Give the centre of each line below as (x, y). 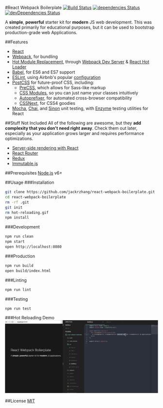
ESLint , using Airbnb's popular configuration (56, 77)
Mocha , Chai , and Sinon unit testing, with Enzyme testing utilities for (80, 108)
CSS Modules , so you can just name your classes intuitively (79, 93)
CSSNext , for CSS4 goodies (47, 103)
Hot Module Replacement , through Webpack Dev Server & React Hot (81, 62)
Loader (19, 67)
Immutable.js (25, 164)
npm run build (19, 266)
